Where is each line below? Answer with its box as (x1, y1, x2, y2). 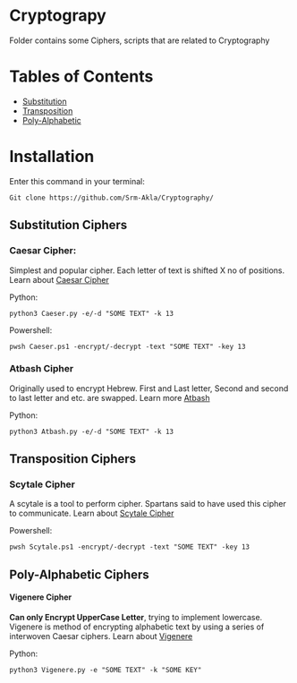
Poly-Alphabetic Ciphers (9, 567, 149, 582)
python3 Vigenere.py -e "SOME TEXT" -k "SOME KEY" (9, 666, 202, 675)
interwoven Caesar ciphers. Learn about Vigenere (9, 631, 193, 642)
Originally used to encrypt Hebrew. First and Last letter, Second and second (9, 382, 289, 394)
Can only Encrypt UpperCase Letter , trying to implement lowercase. (9, 612, 263, 623)
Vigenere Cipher (9, 592, 72, 602)
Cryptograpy (9, 5, 107, 26)
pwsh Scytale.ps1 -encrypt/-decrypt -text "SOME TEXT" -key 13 (9, 542, 250, 551)
